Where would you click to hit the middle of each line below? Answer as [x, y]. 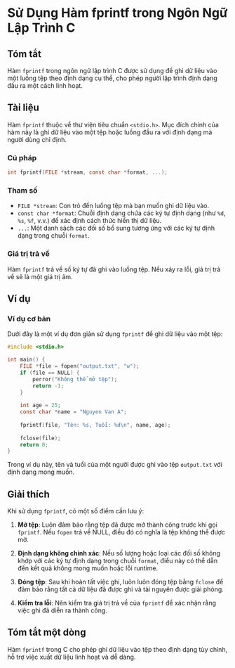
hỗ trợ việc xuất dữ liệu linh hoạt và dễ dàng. [72, 657]
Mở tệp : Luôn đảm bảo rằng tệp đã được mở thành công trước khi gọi [117, 525]
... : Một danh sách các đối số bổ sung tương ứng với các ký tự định [116, 228]
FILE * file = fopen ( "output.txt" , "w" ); [80, 366]
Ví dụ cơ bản [29, 319]
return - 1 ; [48, 386]
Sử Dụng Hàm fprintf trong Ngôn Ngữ [117, 13]
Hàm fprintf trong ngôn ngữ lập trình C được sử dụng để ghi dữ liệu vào [112, 71]
